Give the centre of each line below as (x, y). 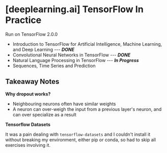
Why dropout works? (28, 94)
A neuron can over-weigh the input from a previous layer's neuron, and (87, 109)
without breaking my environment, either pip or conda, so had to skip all (81, 140)
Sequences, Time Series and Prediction (54, 66)
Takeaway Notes (32, 82)
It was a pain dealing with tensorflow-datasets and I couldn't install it (78, 134)
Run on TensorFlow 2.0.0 (32, 34)
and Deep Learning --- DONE (44, 49)
